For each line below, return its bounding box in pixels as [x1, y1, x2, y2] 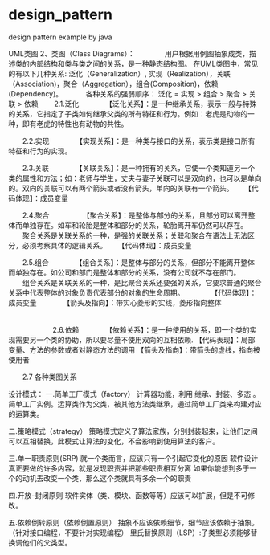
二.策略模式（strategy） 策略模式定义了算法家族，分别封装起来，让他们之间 [8, 426, 259, 435]
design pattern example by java [8, 32, 112, 42]
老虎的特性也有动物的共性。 [35, 119, 129, 129]
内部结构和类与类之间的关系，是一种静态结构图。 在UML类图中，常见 [29, 59, 259, 68]
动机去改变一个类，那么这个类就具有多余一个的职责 [22, 473, 191, 483]
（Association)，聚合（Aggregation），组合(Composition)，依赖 [8, 79, 219, 88]
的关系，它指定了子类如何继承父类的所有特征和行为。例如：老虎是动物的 [8, 108, 247, 118]
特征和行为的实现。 [8, 146, 72, 156]
